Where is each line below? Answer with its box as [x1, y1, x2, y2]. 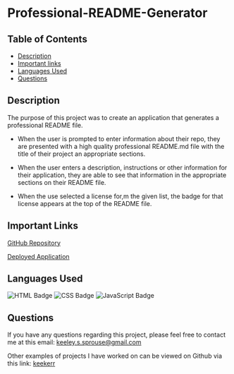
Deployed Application [7, 252, 70, 260]
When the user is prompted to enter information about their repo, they [17, 134, 221, 143]
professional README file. [7, 121, 83, 129]
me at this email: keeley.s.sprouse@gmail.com [7, 338, 142, 346]
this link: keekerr [7, 359, 56, 368]
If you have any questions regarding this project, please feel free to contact [7, 330, 226, 339]
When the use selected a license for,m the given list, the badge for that [17, 192, 223, 200]
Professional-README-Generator [7, 5, 208, 21]
